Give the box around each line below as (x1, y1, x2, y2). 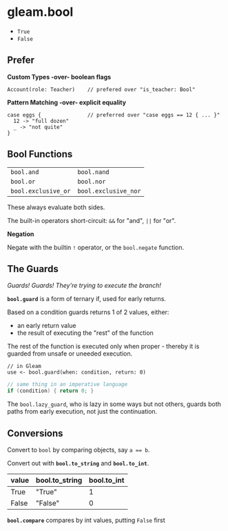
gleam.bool (7, 4, 74, 20)
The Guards (7, 263, 59, 275)
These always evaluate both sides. (7, 203, 105, 211)
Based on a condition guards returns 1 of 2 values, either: (7, 308, 169, 316)
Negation (7, 229, 34, 238)
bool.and (10, 168, 39, 176)
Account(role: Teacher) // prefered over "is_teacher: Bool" (7, 86, 196, 93)
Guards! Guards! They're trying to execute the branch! (7, 281, 162, 290)
